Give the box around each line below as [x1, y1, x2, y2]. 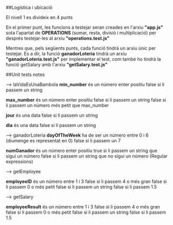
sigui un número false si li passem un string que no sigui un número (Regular [6, 153, 168, 159]
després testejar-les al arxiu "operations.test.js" [6, 35, 110, 41]
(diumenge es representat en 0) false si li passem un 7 [6, 138, 121, 143]
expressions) [6, 159, 33, 164]
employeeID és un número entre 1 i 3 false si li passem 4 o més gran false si [6, 178, 167, 184]
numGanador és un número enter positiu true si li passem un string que [6, 147, 158, 154]
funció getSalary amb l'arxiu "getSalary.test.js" [6, 62, 108, 67]
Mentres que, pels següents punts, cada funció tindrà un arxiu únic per [6, 45, 156, 51]
